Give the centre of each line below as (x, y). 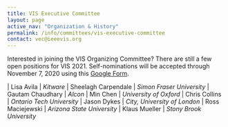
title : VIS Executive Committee (54, 13)
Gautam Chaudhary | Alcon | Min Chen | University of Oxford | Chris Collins (114, 95)
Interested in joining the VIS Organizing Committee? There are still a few (110, 59)
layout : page (26, 20)
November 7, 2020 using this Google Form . (68, 74)
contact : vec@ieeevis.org (44, 39)
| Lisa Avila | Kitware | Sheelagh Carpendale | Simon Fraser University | (108, 87)
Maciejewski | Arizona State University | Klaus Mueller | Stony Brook (104, 109)
